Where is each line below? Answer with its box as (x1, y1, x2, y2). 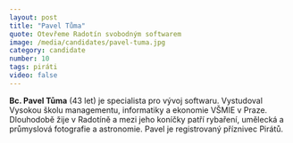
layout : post (9, 12, 58, 22)
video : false (9, 71, 58, 80)
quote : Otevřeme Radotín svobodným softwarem (9, 29, 181, 38)
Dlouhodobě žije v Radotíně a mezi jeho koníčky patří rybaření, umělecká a (9, 114, 284, 124)
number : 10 (9, 54, 50, 63)
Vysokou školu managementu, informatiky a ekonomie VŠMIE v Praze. (9, 104, 268, 115)
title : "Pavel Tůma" (9, 21, 87, 30)
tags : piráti (9, 63, 58, 72)
